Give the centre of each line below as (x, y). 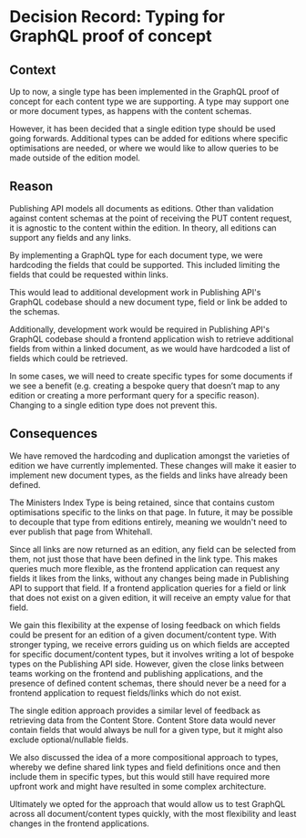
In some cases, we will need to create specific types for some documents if (151, 376)
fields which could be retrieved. (69, 358)
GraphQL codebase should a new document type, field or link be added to (148, 302)
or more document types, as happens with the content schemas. (131, 111)
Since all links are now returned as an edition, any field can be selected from (153, 549)
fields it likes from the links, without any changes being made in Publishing (149, 578)
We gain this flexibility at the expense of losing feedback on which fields (145, 625)
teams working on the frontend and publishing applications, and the (137, 673)
